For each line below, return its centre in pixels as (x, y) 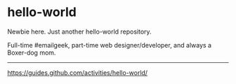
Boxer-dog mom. (32, 52)
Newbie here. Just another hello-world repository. (80, 31)
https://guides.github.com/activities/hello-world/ (78, 72)
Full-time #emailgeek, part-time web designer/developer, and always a (110, 45)
